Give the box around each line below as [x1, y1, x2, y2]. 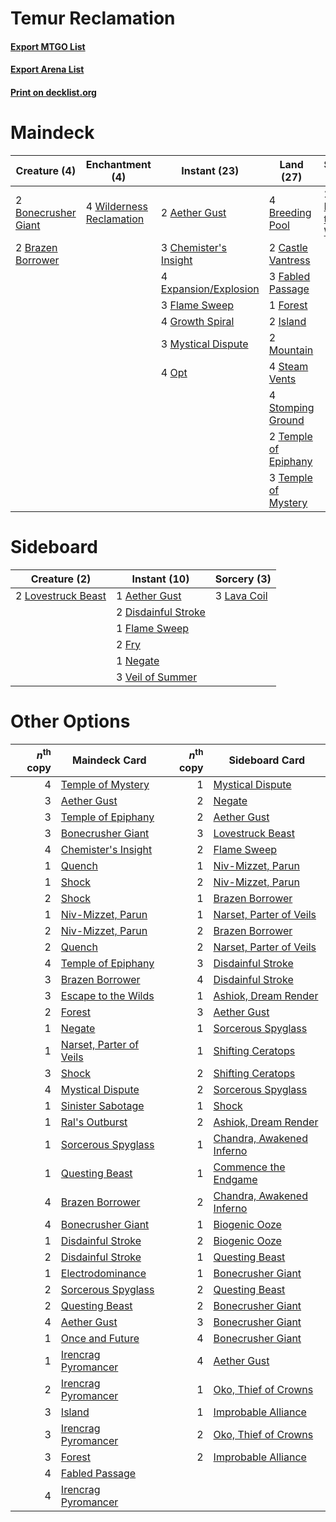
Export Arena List [10, 63, 85, 76]
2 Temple [268, 429, 313, 443]
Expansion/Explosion [160, 282, 260, 296]
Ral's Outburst [60, 1115, 128, 1129]
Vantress [268, 253, 311, 267]
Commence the [213, 1160, 286, 1174]
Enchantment [85, 157, 152, 171]
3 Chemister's [160, 240, 228, 254]
